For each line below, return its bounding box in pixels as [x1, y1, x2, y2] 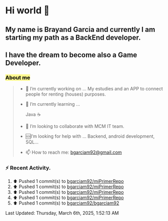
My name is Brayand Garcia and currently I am [5, 25, 155, 34]
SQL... [25, 139, 39, 145]
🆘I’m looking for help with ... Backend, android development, [25, 133, 155, 139]
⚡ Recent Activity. [5, 164, 51, 172]
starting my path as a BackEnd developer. [5, 33, 141, 42]
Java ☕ [25, 112, 41, 118]
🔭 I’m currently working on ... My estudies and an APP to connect [25, 86, 163, 92]
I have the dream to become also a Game [5, 50, 137, 59]
